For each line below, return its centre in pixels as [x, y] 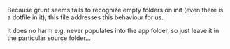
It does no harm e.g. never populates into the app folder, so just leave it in [113, 31]
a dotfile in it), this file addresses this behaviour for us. [86, 17]
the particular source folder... [49, 38]
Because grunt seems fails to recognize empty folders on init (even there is [115, 10]
